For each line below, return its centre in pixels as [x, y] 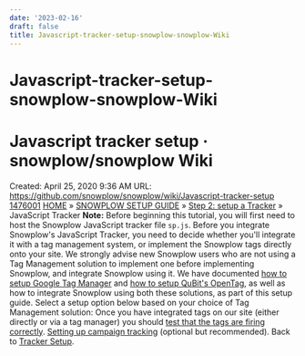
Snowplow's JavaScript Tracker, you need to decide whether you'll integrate [152, 235]
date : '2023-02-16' [46, 18]
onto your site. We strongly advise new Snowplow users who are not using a [152, 254]
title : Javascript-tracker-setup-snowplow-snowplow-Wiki [120, 35]
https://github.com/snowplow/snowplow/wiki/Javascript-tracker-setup [142, 195]
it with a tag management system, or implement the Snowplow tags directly [151, 244]
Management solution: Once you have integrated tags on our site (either [144, 312]
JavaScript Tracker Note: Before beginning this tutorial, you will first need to [152, 215]
